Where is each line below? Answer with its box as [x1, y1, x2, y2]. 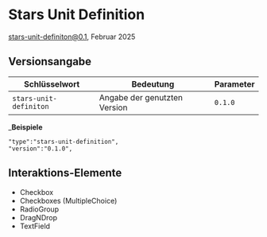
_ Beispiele [8, 122, 43, 132]
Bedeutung [131, 78, 175, 89]
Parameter [214, 78, 255, 89]
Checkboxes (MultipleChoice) [19, 196, 118, 205]
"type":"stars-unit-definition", [8, 138, 119, 146]
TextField [19, 221, 50, 231]
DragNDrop [19, 212, 58, 222]
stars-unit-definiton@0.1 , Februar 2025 [8, 32, 136, 41]
